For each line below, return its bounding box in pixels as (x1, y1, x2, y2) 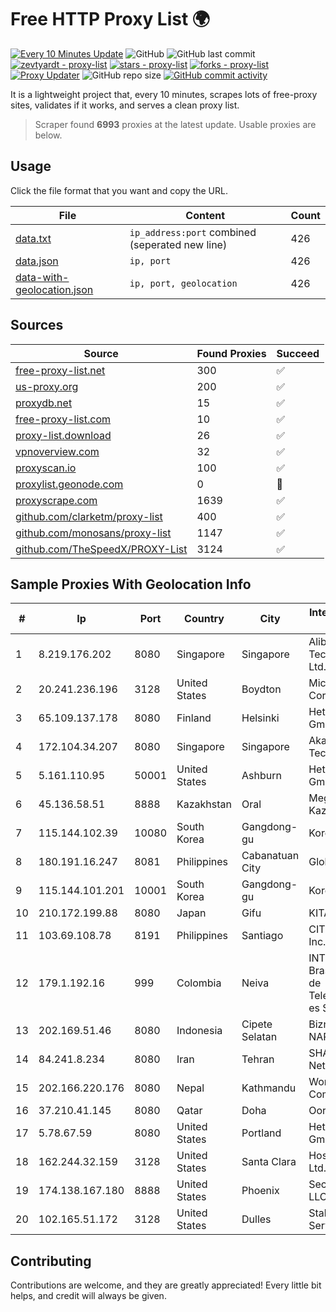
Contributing (10, 1252, 92, 1270)
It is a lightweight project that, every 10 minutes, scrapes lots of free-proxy (10, 88, 318, 100)
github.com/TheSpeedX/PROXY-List (15, 542, 188, 556)
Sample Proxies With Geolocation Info (10, 576, 252, 593)
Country (184, 612, 225, 626)
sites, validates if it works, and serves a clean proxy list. (10, 99, 240, 111)
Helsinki (241, 711, 280, 725)
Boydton (241, 682, 282, 696)
